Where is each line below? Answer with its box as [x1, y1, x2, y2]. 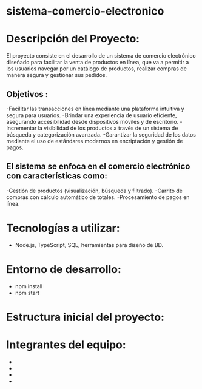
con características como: [6, 171, 108, 181]
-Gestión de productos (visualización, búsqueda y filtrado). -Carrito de [6, 187, 183, 194]
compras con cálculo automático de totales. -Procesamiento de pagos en [6, 193, 190, 201]
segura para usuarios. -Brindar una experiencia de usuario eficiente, [6, 111, 177, 119]
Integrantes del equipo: [6, 338, 126, 351]
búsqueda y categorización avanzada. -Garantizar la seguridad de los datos [6, 130, 196, 138]
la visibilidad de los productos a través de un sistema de [38, 124, 178, 132]
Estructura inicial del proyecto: [6, 310, 165, 324]
